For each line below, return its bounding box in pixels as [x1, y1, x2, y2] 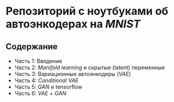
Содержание [5, 41, 58, 52]
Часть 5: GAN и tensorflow [14, 83, 83, 90]
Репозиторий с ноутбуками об [5, 4, 169, 18]
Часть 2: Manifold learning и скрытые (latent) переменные [14, 64, 165, 71]
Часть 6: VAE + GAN [14, 90, 66, 97]
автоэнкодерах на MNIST [5, 17, 141, 31]
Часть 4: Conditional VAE [14, 77, 79, 84]
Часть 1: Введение [14, 58, 63, 64]
